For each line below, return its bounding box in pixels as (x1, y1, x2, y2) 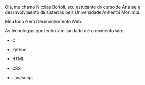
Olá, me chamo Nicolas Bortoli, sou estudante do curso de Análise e (5, 4, 141, 10)
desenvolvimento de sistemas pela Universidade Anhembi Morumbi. (5, 9, 141, 15)
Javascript (12, 75, 33, 80)
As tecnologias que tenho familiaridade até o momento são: (5, 28, 124, 33)
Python (12, 47, 27, 52)
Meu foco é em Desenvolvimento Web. (5, 19, 82, 24)
